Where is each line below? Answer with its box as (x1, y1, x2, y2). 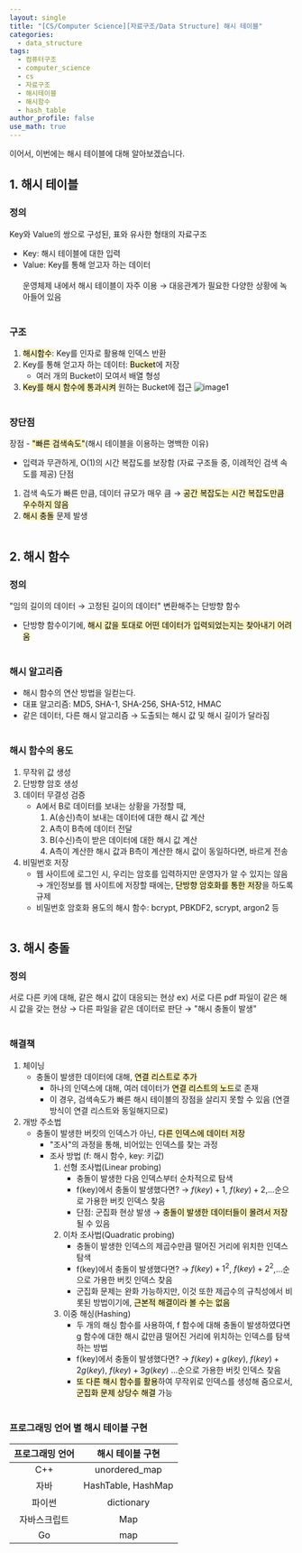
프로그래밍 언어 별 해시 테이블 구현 (9, 1422, 149, 1435)
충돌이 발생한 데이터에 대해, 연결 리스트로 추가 (35, 1071, 197, 1082)
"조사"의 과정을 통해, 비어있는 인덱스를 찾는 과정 (49, 1139, 218, 1150)
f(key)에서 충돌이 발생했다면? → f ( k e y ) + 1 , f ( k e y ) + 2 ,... (76, 1184, 275, 1195)
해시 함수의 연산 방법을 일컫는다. (22, 688, 136, 698)
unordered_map (94, 1463, 162, 1475)
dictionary (106, 1495, 151, 1508)
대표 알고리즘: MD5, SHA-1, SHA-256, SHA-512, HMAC (22, 698, 222, 709)
